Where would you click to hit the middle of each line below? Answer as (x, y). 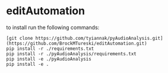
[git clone (20, 38)
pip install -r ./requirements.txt (50, 49)
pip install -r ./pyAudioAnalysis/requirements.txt (71, 54)
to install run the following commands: (53, 27)
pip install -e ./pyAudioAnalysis (49, 59)
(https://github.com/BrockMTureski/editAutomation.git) (77, 43)
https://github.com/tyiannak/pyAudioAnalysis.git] (99, 38)
